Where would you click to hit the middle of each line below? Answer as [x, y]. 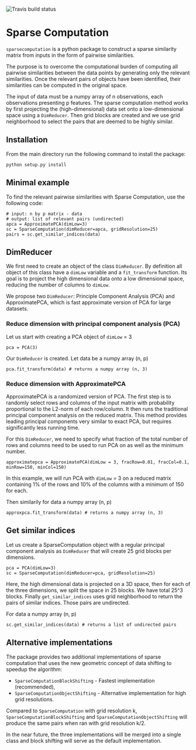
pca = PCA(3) [22, 347]
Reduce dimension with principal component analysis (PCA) [93, 324]
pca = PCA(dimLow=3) [31, 568]
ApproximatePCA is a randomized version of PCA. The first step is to [89, 396]
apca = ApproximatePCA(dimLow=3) [47, 224]
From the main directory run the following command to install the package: [96, 154]
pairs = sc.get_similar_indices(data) [53, 234]
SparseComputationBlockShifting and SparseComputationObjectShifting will [97, 717]
